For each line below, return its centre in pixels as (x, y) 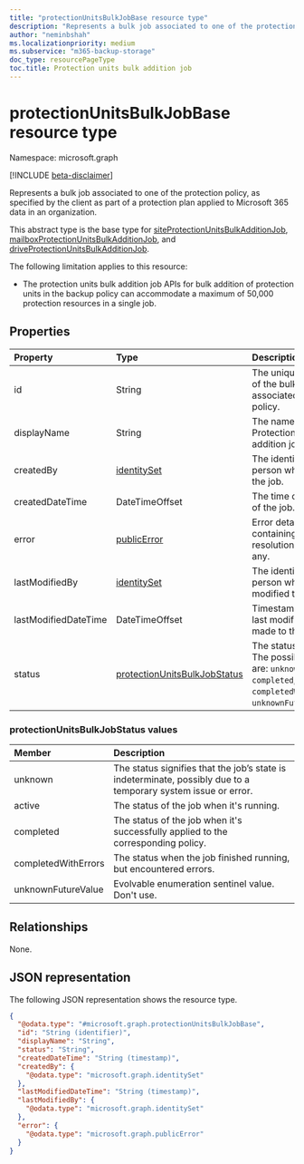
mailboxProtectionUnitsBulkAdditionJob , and (93, 239)
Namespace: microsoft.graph (64, 157)
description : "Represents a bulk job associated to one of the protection (153, 26)
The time (271, 496)
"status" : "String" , (56, 1050)
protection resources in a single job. (89, 303)
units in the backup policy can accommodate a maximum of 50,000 (148, 293)
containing (274, 533)
